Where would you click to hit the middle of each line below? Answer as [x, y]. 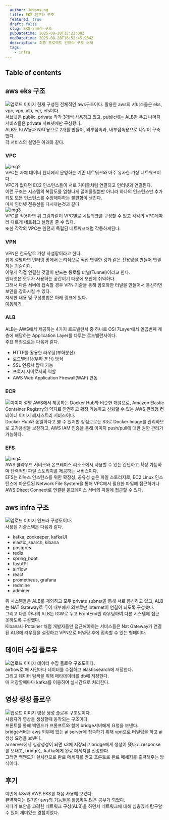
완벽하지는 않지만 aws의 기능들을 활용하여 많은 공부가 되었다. [65, 800]
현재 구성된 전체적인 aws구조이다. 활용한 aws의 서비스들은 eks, [100, 104]
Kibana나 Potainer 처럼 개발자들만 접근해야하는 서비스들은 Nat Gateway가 [79, 626]
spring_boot [25, 558]
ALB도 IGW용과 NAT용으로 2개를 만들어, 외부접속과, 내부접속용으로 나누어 [78, 129]
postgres [22, 548]
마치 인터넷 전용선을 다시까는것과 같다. [43, 204]
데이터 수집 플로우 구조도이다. [66, 663]
